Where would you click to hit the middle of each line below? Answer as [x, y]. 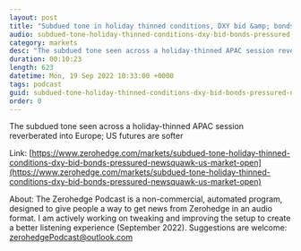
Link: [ [21, 153]
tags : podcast [36, 84]
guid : [19, 92]
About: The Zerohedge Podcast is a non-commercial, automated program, [146, 199]
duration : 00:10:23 [46, 59]
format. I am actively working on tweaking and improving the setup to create [150, 218]
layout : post [34, 17]
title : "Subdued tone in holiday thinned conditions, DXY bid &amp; [140, 26]
